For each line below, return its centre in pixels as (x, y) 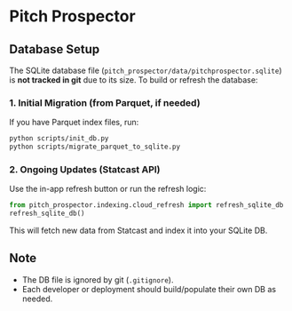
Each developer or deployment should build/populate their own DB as (149, 289)
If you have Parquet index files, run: (74, 123)
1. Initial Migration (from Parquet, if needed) (105, 102)
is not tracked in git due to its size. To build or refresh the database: (134, 80)
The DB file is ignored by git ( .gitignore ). (98, 279)
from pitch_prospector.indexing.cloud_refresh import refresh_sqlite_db (146, 205)
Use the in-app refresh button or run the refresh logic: (108, 189)
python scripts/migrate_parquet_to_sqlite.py (95, 147)
